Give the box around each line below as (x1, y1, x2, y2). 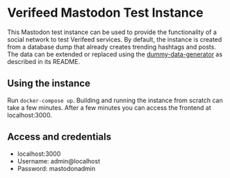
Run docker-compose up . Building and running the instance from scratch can (7, 96, 224, 104)
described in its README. (7, 57, 81, 65)
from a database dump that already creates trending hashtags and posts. (7, 42, 217, 51)
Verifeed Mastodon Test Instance (7, 5, 204, 21)
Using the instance (7, 78, 90, 90)
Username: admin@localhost (17, 156, 101, 165)
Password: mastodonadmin (17, 164, 96, 172)
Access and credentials (7, 131, 112, 143)
